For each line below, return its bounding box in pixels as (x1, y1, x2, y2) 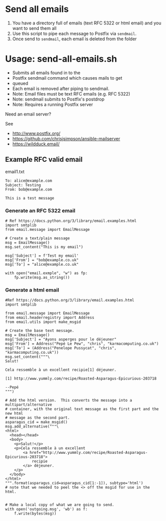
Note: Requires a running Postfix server (12, 101, 93, 107)
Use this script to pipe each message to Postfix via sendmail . (12, 30, 137, 36)
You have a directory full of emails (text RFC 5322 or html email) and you (12, 20, 162, 26)
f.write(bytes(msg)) (14, 511, 57, 516)
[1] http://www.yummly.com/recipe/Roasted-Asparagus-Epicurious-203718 (5, 376, 157, 381)
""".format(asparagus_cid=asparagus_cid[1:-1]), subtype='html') (5, 481, 143, 486)
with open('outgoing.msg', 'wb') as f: (5, 507, 88, 512)
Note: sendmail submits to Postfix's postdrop (12, 96, 104, 102)
